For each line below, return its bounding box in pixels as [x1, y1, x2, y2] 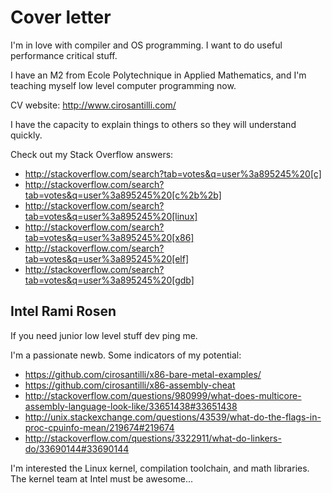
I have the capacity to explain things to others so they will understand [10, 118, 297, 130]
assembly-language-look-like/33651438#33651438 [24, 400, 238, 412]
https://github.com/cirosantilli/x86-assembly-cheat [24, 379, 236, 391]
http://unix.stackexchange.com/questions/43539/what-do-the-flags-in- [24, 411, 322, 423]
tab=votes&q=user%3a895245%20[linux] [24, 210, 198, 222]
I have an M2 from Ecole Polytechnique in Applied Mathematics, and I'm [10, 69, 307, 81]
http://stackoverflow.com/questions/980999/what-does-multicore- [24, 389, 302, 401]
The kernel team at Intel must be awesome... [10, 472, 194, 485]
